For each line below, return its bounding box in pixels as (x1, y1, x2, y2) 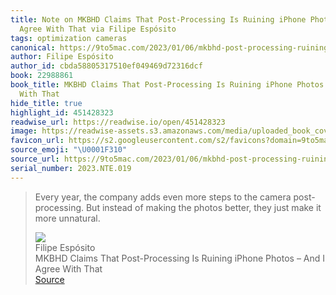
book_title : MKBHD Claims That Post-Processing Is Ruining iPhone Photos (10, 80, 325, 90)
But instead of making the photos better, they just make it (85, 201, 322, 213)
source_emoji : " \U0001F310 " (10, 145, 128, 155)
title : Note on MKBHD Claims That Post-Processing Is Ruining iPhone (10, 14, 307, 25)
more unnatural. (34, 212, 101, 224)
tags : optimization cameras (10, 33, 128, 43)
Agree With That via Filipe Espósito (19, 24, 177, 34)
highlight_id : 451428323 (10, 107, 114, 118)
